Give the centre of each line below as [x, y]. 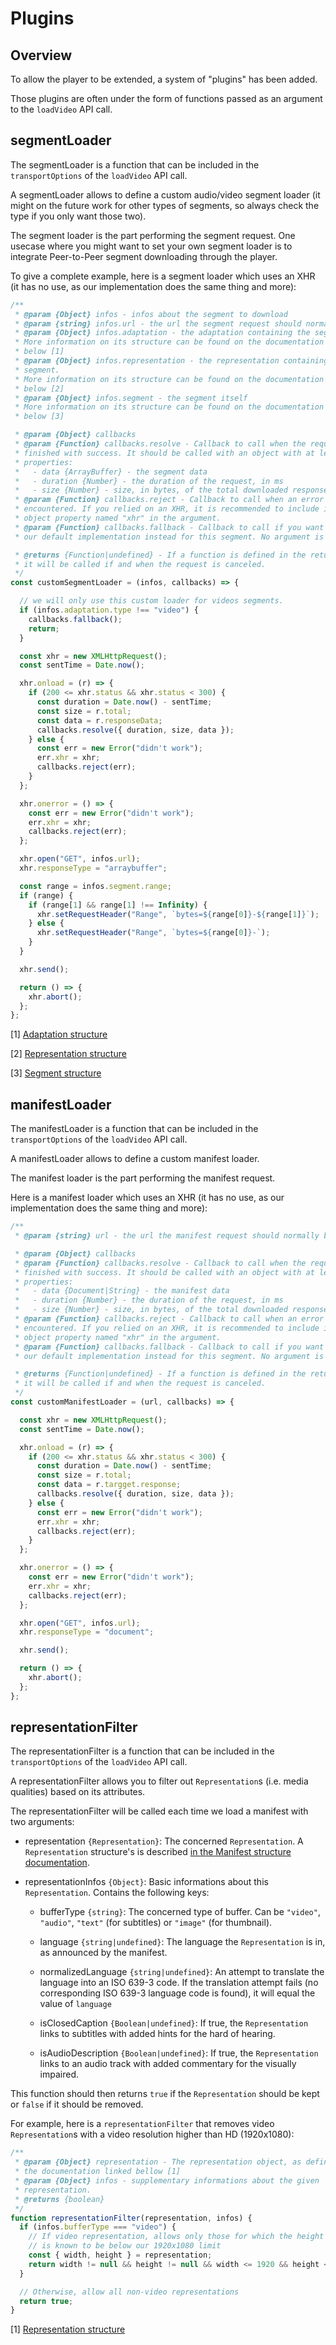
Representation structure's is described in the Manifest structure [158, 1852]
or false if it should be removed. [77, 2104]
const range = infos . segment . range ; [95, 886]
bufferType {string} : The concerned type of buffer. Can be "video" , [180, 1912]
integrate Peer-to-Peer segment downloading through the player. [144, 256]
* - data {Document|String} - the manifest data [122, 1291]
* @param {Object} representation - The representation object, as [158, 2162]
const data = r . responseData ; [99, 720]
